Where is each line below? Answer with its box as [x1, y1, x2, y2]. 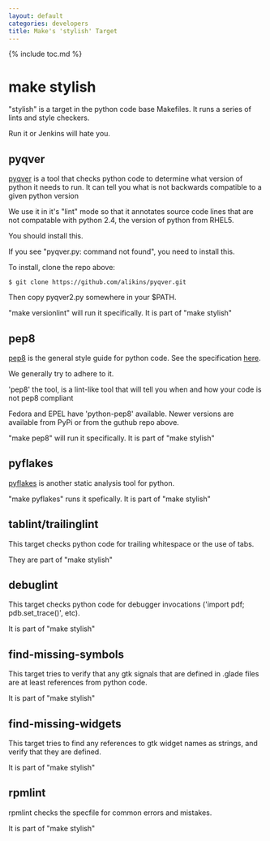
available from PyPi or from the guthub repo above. [8, 417, 180, 427]
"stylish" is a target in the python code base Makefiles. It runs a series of [8, 105, 251, 114]
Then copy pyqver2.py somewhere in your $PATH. [8, 293, 177, 303]
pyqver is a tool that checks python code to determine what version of [8, 174, 243, 183]
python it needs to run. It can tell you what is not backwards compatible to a [8, 182, 262, 192]
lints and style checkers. [8, 113, 90, 122]
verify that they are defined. [8, 747, 101, 757]
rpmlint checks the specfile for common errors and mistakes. [8, 808, 212, 817]
